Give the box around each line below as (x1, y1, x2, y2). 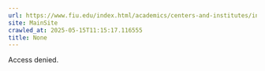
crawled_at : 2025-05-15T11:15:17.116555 (8, 26, 144, 34)
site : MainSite (8, 19, 58, 27)
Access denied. (8, 55, 59, 65)
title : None (8, 33, 47, 42)
